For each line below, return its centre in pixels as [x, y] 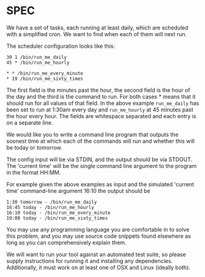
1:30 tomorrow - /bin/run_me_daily [52, 202]
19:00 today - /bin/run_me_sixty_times [57, 218]
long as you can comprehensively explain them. [66, 242]
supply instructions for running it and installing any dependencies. [90, 260]
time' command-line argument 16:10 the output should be [78, 191]
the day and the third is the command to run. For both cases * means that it [101, 96]
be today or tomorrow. [34, 147]
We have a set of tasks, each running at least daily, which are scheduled [97, 28]
